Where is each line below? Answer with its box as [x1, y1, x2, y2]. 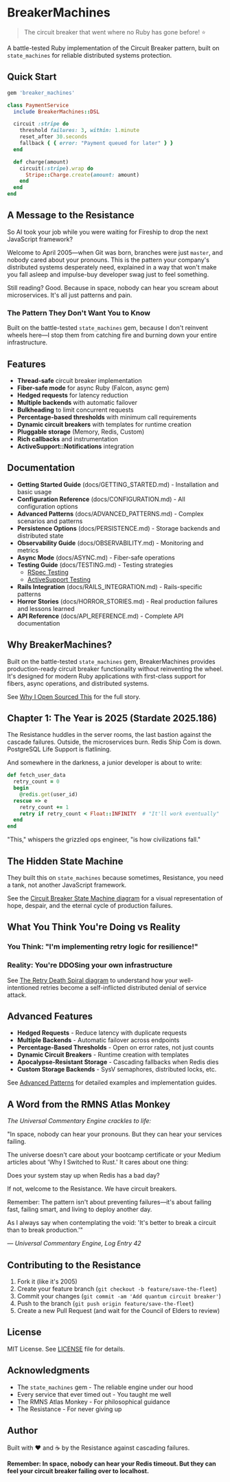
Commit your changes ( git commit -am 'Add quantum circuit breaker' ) [16, 1292, 222, 1301]
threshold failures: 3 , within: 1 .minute [19, 127, 139, 134]
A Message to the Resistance [7, 210, 135, 221]
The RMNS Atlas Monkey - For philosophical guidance [16, 1397, 170, 1406]
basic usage [16, 487, 52, 496]
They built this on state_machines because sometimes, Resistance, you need [7, 874, 224, 882]
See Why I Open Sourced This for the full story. [7, 692, 141, 700]
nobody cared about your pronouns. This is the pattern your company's [7, 256, 209, 264]
